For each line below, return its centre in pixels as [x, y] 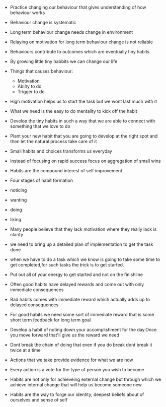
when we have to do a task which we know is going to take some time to [85, 259]
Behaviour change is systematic [43, 22]
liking [16, 219]
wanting [18, 200]
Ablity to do [29, 86]
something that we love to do [40, 126]
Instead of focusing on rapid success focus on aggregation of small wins [85, 161]
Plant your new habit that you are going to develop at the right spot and [84, 136]
